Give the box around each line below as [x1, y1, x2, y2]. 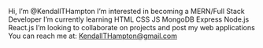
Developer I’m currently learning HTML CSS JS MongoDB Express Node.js [8, 15, 250, 24]
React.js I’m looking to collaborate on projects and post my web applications [8, 23, 256, 32]
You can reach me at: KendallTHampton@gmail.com [8, 31, 177, 40]
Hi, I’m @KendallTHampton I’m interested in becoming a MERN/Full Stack [8, 7, 246, 15]
